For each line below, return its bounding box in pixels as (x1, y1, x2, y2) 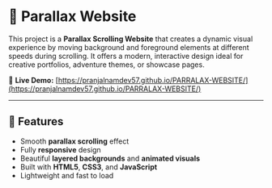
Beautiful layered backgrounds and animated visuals (19, 153, 201, 163)
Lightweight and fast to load (19, 170, 114, 180)
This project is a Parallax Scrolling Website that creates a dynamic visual (8, 34, 253, 44)
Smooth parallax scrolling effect (19, 136, 130, 146)
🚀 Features (8, 115, 64, 128)
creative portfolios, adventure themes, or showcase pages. (8, 60, 205, 69)
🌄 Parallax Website (8, 7, 137, 26)
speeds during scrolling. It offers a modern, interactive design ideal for (8, 51, 244, 61)
